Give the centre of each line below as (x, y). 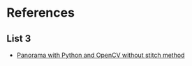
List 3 (19, 39)
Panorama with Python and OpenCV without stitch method (101, 55)
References (40, 13)
